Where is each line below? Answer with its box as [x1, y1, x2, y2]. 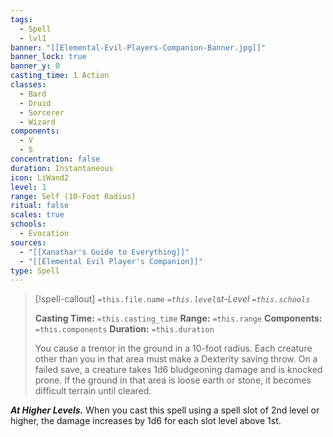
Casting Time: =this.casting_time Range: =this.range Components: [34, 312, 323, 325]
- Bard [19, 89, 47, 99]
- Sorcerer [19, 107, 65, 118]
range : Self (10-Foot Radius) [10, 191, 137, 201]
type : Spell [10, 266, 60, 276]
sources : [10, 237, 47, 248]
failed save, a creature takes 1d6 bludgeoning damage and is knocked [34, 364, 323, 376]
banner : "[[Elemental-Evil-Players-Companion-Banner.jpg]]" [10, 42, 267, 53]
